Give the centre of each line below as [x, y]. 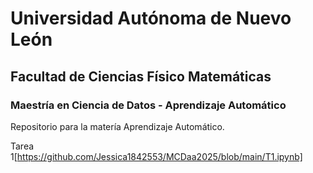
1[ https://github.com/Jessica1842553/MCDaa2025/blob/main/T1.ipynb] [156, 156]
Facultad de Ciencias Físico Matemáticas [141, 76]
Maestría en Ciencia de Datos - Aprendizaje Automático [148, 105]
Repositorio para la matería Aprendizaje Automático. [117, 126]
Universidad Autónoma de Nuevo [151, 18]
